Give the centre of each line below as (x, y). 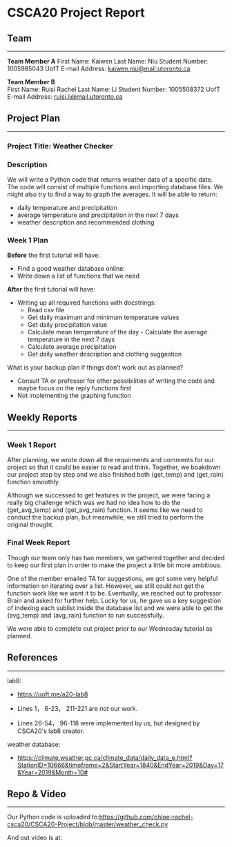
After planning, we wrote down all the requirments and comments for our (110, 460)
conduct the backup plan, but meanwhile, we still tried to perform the (106, 517)
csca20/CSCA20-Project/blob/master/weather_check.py (88, 824)
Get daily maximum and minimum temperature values (103, 317)
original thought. (30, 525)
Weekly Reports (42, 417)
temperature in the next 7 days (71, 339)
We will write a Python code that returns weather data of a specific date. (110, 180)
